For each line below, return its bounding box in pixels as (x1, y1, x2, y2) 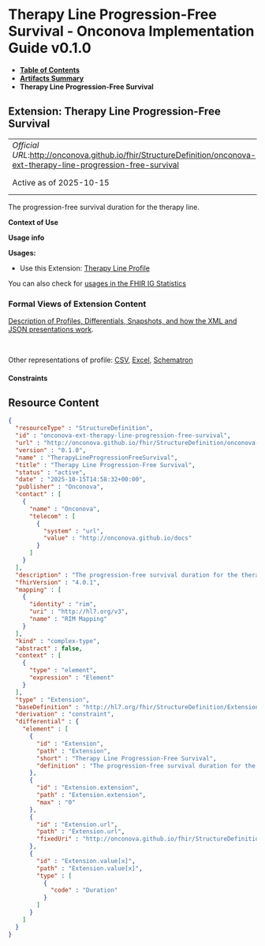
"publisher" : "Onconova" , (15, 483, 104, 491)
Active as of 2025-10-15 (12, 177, 110, 188)
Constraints (8, 373, 48, 383)
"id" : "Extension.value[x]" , (36, 857, 136, 865)
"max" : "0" (36, 798, 77, 806)
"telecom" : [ (28, 512, 77, 520)
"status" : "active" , (15, 468, 87, 477)
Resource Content (8, 396, 99, 409)
